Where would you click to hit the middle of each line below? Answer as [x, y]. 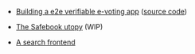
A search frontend [45, 42]
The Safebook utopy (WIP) [59, 27]
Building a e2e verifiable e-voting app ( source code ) [101, 12]
